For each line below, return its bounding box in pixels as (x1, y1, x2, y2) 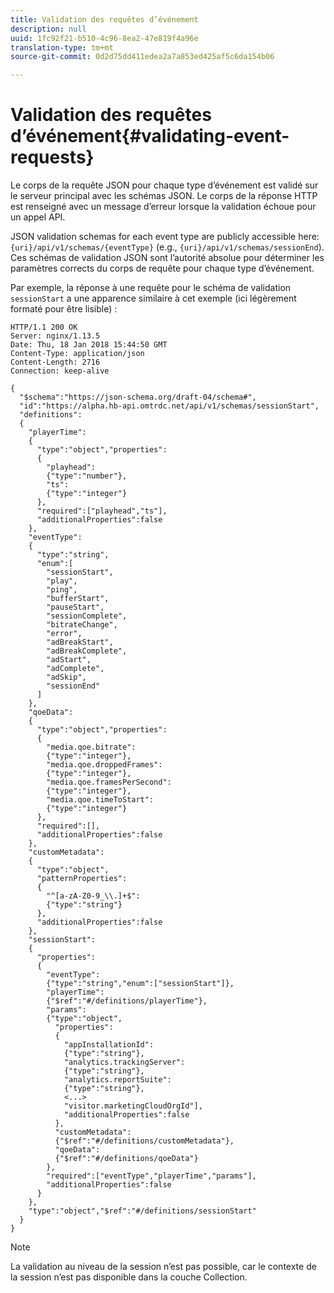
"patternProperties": (36, 874, 128, 884)
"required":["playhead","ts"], (36, 506, 168, 516)
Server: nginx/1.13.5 (10, 331, 101, 341)
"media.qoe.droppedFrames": (46, 760, 163, 770)
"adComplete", (46, 664, 105, 674)
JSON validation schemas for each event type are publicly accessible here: (10, 231, 320, 243)
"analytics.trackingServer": (63, 1057, 186, 1068)
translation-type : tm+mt (10, 42, 114, 53)
